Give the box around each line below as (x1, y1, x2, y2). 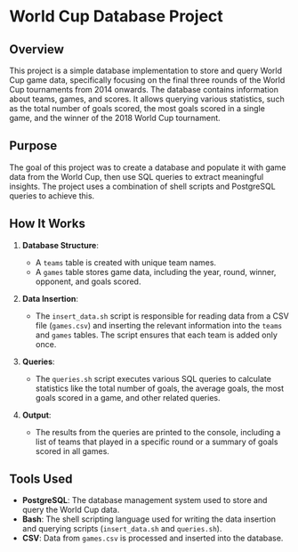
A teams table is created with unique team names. (35, 256, 216, 268)
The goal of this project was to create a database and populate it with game (9, 162, 286, 173)
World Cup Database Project (9, 6, 224, 27)
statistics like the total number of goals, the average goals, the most (35, 383, 285, 394)
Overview (9, 42, 65, 57)
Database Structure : (21, 239, 100, 250)
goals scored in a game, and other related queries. (35, 392, 221, 402)
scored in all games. (35, 445, 109, 456)
